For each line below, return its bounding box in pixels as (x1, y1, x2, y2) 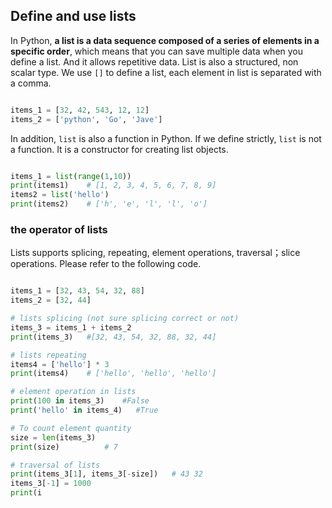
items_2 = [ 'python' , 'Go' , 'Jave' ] (10, 114, 163, 124)
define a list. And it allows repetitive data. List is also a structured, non (10, 55, 299, 68)
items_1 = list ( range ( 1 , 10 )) (10, 171, 132, 181)
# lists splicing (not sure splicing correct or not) (10, 314, 240, 324)
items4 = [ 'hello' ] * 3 (10, 359, 110, 369)
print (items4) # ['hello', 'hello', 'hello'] (10, 369, 217, 379)
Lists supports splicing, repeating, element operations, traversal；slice (10, 247, 301, 259)
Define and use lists (10, 8, 137, 25)
